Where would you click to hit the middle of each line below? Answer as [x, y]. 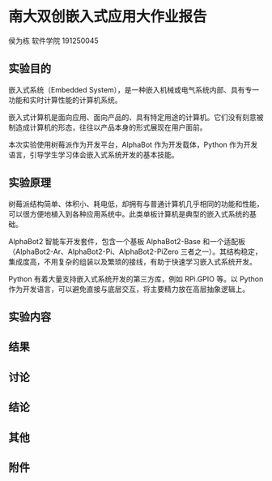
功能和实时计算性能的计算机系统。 [65, 100]
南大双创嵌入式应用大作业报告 [108, 17]
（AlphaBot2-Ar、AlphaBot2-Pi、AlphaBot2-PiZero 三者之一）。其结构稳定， [136, 251]
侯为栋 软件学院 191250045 [53, 41]
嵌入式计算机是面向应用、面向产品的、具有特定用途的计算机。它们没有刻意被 [136, 117]
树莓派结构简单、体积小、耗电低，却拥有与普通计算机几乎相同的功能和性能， [136, 204]
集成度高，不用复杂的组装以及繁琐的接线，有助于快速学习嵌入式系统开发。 [132, 261]
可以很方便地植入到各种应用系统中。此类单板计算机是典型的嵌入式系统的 [129, 214]
